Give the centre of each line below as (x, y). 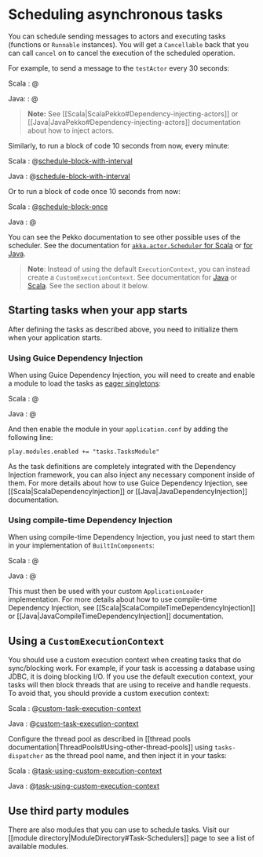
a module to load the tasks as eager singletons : (84, 383)
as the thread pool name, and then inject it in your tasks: (136, 756)
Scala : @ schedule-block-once (58, 207)
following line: (31, 438)
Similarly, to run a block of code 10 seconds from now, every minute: (119, 145)
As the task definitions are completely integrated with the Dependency (122, 467)
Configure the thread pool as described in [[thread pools (99, 739)
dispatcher (26, 756)
